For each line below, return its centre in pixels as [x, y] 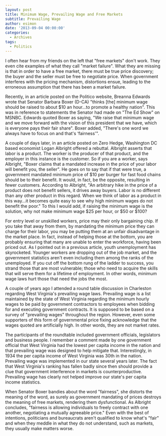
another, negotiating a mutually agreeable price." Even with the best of [77, 412]
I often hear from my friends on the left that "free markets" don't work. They [83, 60]
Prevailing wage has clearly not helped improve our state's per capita [76, 377]
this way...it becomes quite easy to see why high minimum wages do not [79, 200]
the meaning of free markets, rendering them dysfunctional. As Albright [78, 402]
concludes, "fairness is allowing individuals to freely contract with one [77, 407]
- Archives [21, 38]
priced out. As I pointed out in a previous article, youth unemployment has [81, 247]
